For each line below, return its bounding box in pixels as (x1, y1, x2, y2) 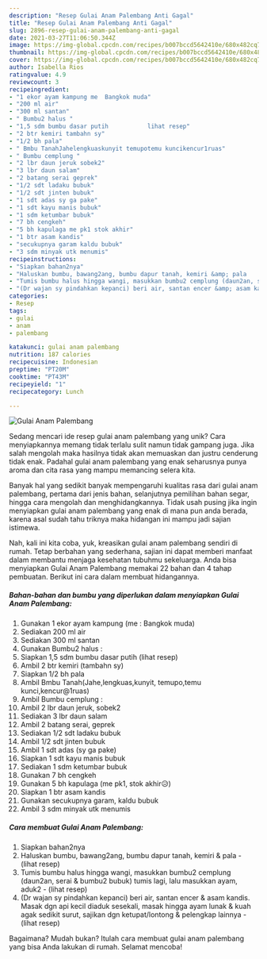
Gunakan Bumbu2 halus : (20, 644, 103, 653)
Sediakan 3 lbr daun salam (20, 711, 108, 721)
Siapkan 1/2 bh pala (20, 669, 86, 679)
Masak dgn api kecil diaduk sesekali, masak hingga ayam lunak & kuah (20, 902, 252, 911)
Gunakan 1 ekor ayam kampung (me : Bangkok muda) (20, 618, 195, 628)
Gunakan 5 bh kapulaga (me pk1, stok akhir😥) (20, 779, 171, 788)
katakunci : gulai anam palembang (9, 343, 120, 352)
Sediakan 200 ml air (20, 627, 86, 637)
